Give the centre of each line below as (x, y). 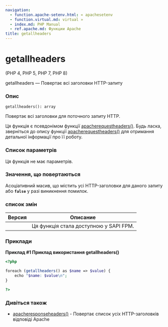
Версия (17, 217)
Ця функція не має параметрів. (39, 161)
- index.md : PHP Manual (35, 24)
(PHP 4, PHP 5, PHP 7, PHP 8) (37, 73)
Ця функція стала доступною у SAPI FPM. (83, 226)
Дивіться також (26, 303)
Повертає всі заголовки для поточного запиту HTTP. (63, 116)
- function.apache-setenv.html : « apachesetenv (62, 15)
